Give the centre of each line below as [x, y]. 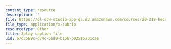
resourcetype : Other [27, 29]
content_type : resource [31, 10]
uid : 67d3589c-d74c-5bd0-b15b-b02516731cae [52, 39]
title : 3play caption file [34, 34]
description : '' [22, 15]
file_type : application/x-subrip [41, 24]
